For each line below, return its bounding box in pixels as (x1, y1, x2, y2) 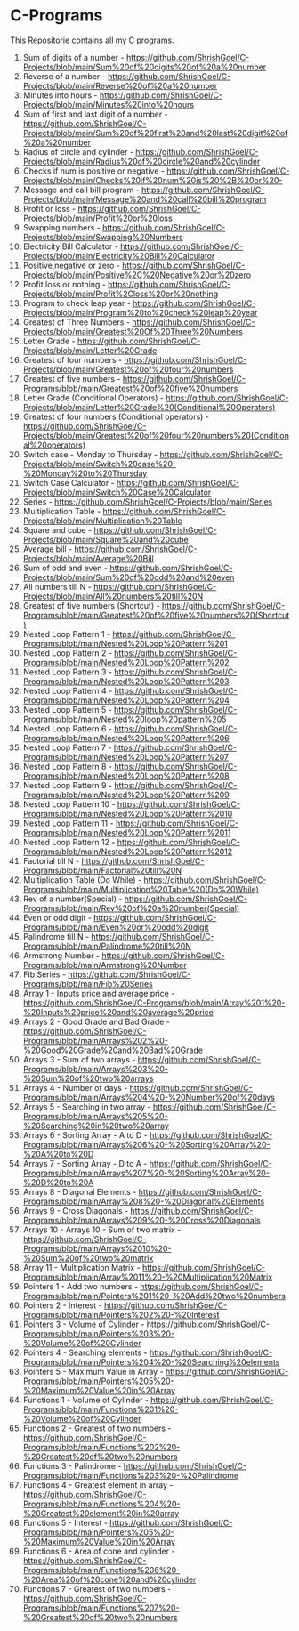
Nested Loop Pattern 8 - (22, 761, 112, 771)
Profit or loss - (22, 203, 77, 214)
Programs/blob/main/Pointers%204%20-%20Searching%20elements (22, 1356, 280, 1367)
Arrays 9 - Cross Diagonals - (22, 1205, 129, 1215)
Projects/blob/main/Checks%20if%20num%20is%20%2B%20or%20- (22, 174, 283, 185)
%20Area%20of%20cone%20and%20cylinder (22, 1574, 197, 1585)
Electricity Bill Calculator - (22, 241, 118, 252)
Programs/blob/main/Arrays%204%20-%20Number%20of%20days (22, 1092, 275, 1102)
